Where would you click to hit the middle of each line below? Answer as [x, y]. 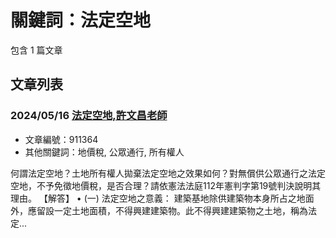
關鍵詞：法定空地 [81, 20]
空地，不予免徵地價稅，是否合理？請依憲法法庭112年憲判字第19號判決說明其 [166, 185]
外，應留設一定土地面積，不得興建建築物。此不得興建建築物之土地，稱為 [159, 210]
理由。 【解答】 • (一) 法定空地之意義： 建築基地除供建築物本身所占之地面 [162, 198]
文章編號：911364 [61, 139]
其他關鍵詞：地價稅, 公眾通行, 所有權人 [104, 152]
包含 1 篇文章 [36, 50]
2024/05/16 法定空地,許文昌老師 [89, 116]
